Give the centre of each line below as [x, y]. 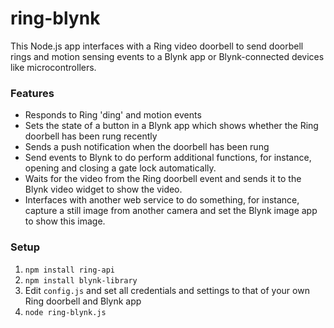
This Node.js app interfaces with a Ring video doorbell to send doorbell [157, 46]
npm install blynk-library [81, 280]
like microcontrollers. [53, 67]
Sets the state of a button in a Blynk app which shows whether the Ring [171, 126]
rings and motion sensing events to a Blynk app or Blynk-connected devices [167, 56]
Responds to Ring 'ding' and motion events [113, 115]
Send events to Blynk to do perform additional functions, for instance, [168, 158]
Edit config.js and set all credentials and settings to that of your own [167, 290]
